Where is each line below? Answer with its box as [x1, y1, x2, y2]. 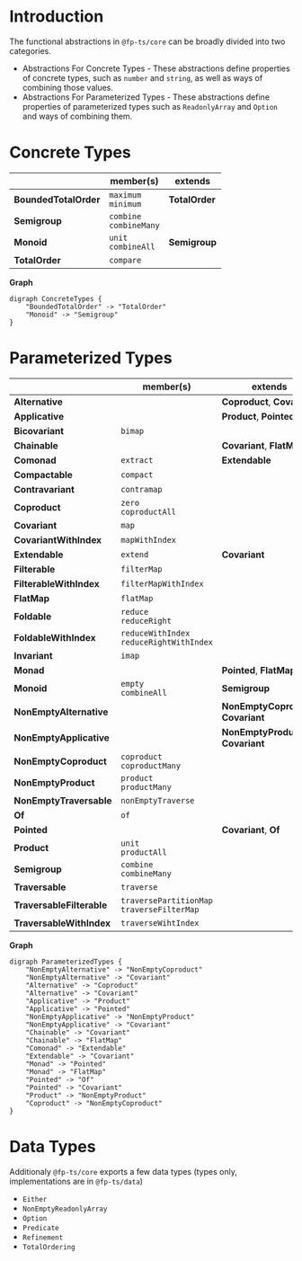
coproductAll [120, 506, 177, 517]
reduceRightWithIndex [120, 636, 214, 647]
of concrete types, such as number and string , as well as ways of [22, 72, 263, 83]
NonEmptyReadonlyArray [22, 1204, 108, 1213]
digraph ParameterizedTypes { [9, 957, 123, 966]
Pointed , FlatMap [221, 663, 297, 676]
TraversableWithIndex [13, 917, 111, 929]
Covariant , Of [221, 823, 280, 836]
